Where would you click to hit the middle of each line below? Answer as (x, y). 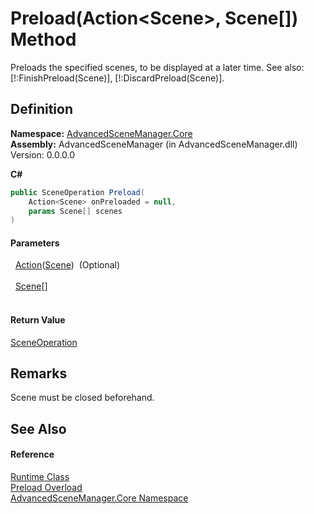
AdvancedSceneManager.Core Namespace (99, 498)
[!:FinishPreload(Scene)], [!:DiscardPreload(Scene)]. (117, 78)
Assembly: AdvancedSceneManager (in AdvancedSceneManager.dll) (154, 144)
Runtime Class (40, 477)
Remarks (39, 373)
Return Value (38, 320)
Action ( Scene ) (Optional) (67, 265)
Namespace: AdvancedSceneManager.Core (101, 133)
